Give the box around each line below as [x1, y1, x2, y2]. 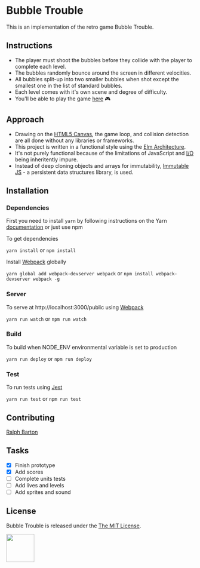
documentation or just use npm [6, 223, 84, 231]
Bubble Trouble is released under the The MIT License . [6, 522, 141, 529]
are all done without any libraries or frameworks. [14, 137, 134, 144]
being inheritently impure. [14, 156, 79, 163]
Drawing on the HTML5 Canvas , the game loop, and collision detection [14, 130, 189, 137]
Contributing [6, 413, 55, 423]
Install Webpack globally [6, 258, 67, 266]
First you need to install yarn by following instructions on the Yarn [6, 217, 167, 225]
